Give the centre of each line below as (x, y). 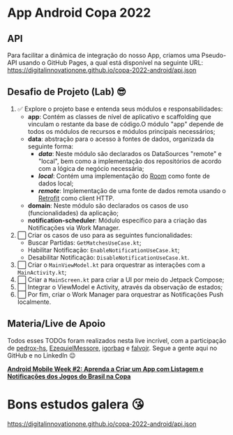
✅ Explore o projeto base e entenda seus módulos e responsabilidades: (120, 109)
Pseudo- (214, 55)
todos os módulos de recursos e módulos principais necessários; (121, 131)
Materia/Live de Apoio (57, 324)
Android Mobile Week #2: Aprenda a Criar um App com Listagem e (105, 369)
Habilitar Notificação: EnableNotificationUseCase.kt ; (104, 250)
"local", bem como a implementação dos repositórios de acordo (130, 161)
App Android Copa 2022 (79, 13)
